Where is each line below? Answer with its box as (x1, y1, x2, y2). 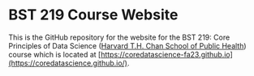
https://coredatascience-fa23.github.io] (100, 49, 233, 59)
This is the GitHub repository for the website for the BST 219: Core (8, 32, 230, 42)
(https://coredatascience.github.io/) (8, 58, 128, 68)
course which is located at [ (8, 49, 101, 59)
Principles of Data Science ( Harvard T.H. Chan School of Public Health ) (8, 40, 247, 50)
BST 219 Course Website (8, 6, 179, 24)
